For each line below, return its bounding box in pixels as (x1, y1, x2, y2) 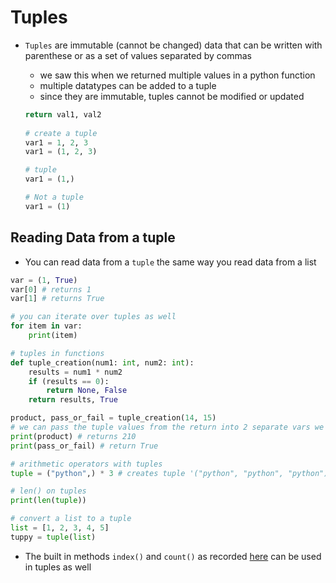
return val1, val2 (24, 109, 102, 120)
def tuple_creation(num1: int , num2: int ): (10, 357, 195, 368)
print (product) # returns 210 (10, 431, 137, 441)
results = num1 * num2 (28, 367, 123, 377)
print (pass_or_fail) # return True (10, 441, 159, 451)
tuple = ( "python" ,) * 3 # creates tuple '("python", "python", (10, 468, 284, 478)
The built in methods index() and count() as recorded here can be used (24, 550, 322, 562)
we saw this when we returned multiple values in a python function (39, 69, 316, 81)
